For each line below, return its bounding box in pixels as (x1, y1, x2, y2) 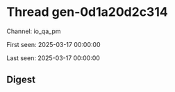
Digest (6, 74, 36, 86)
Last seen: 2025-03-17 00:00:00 (6, 53, 100, 62)
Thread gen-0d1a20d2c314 (6, 4, 168, 20)
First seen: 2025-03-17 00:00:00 (6, 40, 101, 48)
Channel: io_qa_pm (6, 27, 61, 35)
